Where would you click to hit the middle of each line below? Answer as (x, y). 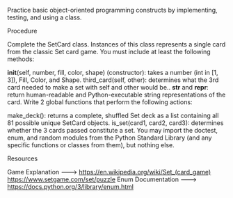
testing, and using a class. (45, 17)
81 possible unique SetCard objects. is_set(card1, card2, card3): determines (115, 123)
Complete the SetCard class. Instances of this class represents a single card (116, 44)
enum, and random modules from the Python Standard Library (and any (110, 138)
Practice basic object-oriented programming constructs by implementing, (112, 10)
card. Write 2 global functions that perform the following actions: (100, 102)
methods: (21, 59)
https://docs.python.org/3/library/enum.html (71, 187)
